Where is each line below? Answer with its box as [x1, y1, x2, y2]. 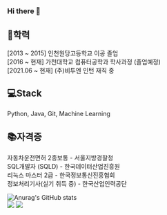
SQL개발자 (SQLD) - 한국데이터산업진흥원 [7, 162, 121, 171]
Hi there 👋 [7, 6, 41, 16]
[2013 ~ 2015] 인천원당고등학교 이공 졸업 [7, 48, 119, 57]
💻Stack [7, 88, 42, 100]
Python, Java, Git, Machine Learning [7, 109, 110, 118]
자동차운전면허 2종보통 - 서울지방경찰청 [7, 153, 114, 162]
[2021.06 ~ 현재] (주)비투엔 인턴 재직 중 [7, 66, 115, 75]
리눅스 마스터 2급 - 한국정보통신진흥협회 [7, 171, 115, 179]
